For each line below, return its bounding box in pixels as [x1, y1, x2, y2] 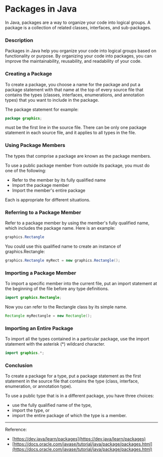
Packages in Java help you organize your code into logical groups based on [5, 48, 157, 54]
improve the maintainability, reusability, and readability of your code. [5, 58, 142, 64]
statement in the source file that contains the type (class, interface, [5, 378, 139, 384]
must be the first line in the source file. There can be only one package [5, 125, 147, 130]
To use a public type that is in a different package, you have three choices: [5, 393, 154, 399]
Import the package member [12, 182, 69, 188]
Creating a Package [5, 71, 52, 77]
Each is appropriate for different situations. [5, 197, 91, 202]
